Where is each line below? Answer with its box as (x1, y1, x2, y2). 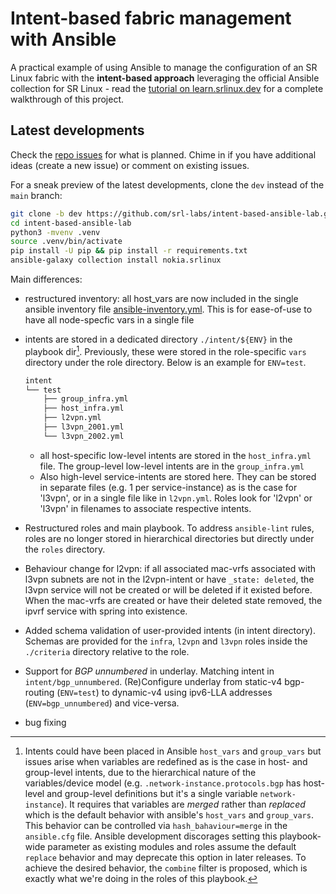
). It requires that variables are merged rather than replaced (61, 798, 306, 810)
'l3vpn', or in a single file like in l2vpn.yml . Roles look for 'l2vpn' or (39, 492, 313, 504)
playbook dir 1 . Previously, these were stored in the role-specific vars (24, 344, 307, 357)
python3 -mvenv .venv (10, 227, 101, 237)
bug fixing (24, 716, 67, 728)
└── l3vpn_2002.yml (43, 431, 125, 441)
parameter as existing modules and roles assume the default (47, 840, 297, 852)
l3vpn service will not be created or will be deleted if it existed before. (24, 583, 313, 596)
